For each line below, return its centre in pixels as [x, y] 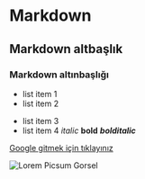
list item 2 [41, 103]
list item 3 [41, 121]
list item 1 [40, 94]
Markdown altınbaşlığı [59, 75]
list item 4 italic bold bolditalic [79, 130]
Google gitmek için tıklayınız [62, 148]
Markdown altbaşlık [66, 49]
